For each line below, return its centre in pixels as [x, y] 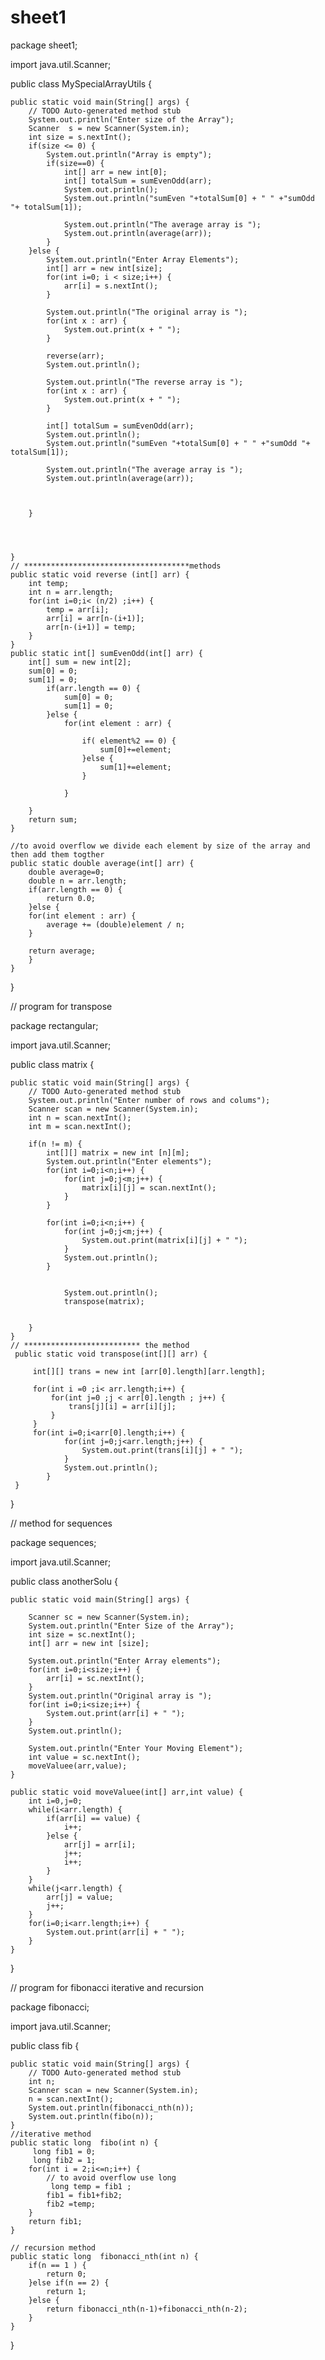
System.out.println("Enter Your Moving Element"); [136, 1748]
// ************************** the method [100, 1345]
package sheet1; [44, 45]
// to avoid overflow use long [111, 2177]
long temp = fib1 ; [91, 2186]
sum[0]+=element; [135, 749]
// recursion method [53, 2247]
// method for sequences [61, 1523]
